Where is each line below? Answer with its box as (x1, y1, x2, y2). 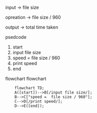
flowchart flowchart (5, 76, 47, 81)
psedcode (5, 34, 27, 40)
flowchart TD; (14, 85, 44, 91)
